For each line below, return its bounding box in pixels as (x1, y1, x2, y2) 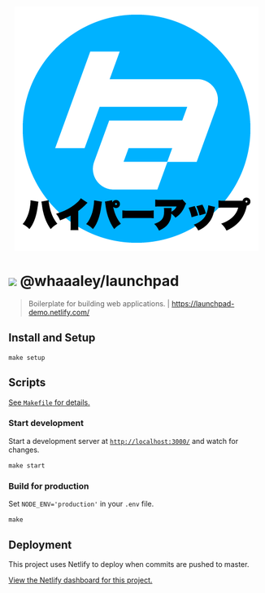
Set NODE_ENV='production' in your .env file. (8, 499, 154, 509)
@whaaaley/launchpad (20, 272, 180, 291)
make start (8, 461, 46, 470)
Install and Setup (8, 331, 96, 345)
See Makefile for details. (8, 398, 91, 407)
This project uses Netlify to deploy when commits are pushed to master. (8, 559, 250, 569)
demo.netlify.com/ (28, 307, 90, 317)
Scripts (8, 376, 46, 389)
